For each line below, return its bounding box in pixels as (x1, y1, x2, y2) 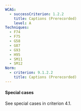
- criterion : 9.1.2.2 (9, 70, 53, 75)
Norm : (5, 66, 16, 71)
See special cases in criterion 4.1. (5, 100, 72, 106)
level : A (14, 20, 32, 26)
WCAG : (5, 7, 16, 12)
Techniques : (5, 25, 29, 30)
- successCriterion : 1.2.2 (9, 12, 64, 16)
